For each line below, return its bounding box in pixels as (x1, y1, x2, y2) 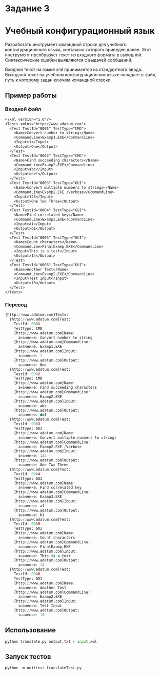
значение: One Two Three (18, 463, 69, 468)
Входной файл (5, 106, 41, 112)
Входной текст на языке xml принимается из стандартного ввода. (5, 67, 142, 72)
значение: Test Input (18, 604, 62, 608)
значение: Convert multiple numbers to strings (18, 435, 117, 440)
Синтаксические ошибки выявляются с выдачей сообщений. (5, 57, 133, 63)
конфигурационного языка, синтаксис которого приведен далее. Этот (5, 47, 152, 53)
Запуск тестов (5, 652, 51, 661)
